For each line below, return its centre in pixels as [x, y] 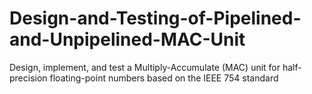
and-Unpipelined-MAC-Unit [127, 39]
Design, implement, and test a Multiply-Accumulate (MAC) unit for [145, 67]
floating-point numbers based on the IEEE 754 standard [164, 78]
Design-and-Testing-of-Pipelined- [155, 18]
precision [28, 78]
